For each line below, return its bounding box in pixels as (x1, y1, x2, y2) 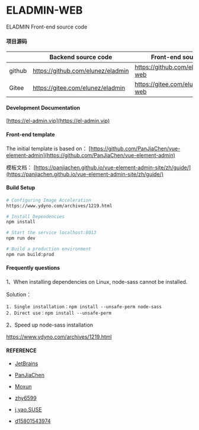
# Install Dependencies (6, 213, 65, 220)
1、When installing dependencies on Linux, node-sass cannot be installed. (6, 278, 188, 285)
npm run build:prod (6, 251, 54, 257)
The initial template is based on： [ (6, 145, 91, 152)
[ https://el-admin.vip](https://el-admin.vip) (6, 117, 110, 125)
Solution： (6, 290, 31, 298)
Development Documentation (6, 104, 81, 111)
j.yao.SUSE (14, 406, 43, 413)
